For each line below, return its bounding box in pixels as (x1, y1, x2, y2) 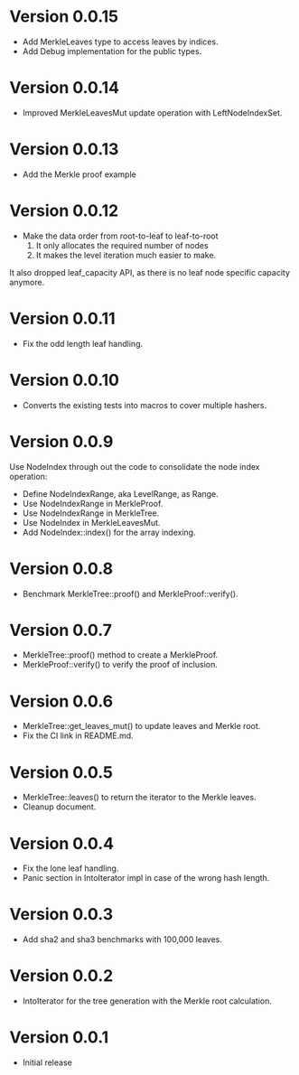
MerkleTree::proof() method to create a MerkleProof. (22, 650, 219, 660)
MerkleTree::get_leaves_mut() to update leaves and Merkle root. (22, 721, 261, 732)
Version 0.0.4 (9, 833, 115, 854)
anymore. (9, 276, 45, 287)
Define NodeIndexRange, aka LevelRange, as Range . (22, 488, 219, 499)
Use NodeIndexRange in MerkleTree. (22, 508, 160, 519)
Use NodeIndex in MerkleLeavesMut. (22, 517, 161, 528)
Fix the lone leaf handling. (22, 863, 119, 874)
